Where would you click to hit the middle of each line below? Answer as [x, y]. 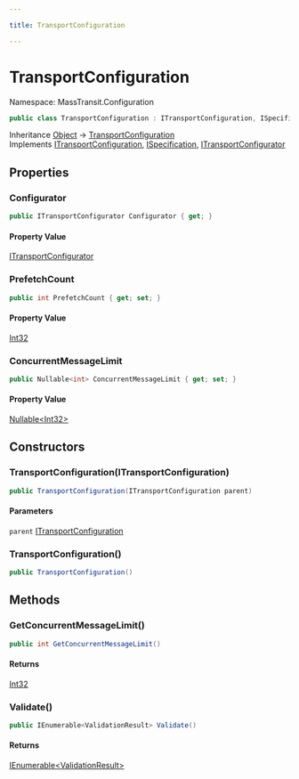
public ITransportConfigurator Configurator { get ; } [111, 216]
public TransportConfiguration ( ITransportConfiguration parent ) [131, 491]
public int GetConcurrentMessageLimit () [85, 644]
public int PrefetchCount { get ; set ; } [85, 298]
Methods [35, 600]
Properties [39, 172]
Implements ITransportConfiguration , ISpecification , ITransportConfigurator [148, 144]
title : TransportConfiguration [67, 25]
